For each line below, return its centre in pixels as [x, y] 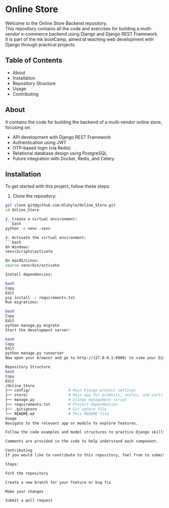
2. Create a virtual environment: [41, 219]
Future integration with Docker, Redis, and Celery [63, 158]
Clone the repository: [34, 196]
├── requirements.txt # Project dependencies [62, 404]
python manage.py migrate [32, 325]
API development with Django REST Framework [62, 137]
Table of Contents [34, 61]
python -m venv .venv [28, 228]
